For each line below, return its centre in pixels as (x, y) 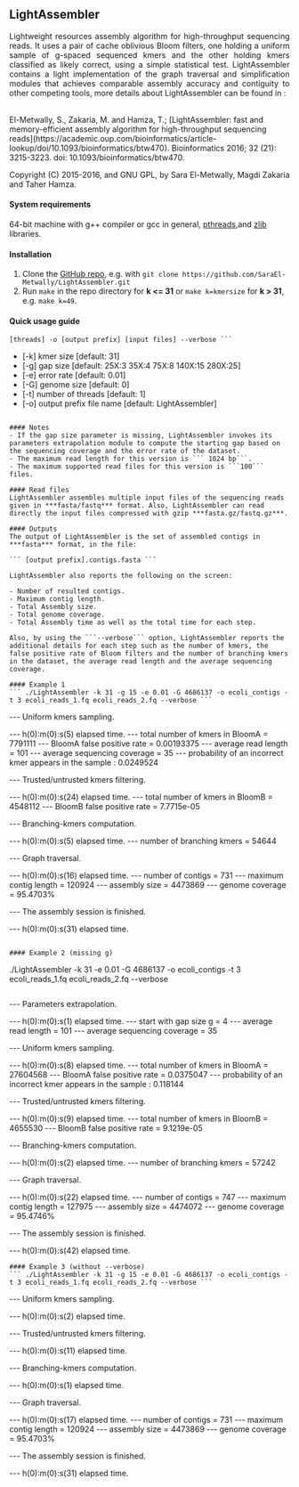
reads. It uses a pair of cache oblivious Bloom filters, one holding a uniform (149, 45)
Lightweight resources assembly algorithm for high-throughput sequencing (149, 36)
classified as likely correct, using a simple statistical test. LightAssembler (149, 64)
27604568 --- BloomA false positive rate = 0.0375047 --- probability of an (146, 1075)
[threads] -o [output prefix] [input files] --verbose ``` (121, 340)
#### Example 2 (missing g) (61, 953)
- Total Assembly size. (53, 607)
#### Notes (29, 428)
